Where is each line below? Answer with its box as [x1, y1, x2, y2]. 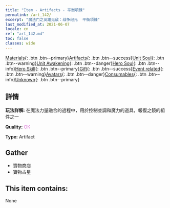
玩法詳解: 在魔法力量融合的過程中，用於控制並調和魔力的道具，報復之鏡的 [5, 107, 161, 113]
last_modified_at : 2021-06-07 [5, 21, 70, 27]
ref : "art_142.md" [5, 31, 45, 36]
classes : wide [5, 41, 36, 46]
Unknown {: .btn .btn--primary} [15, 76, 80, 82]
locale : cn [5, 27, 29, 32]
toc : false [5, 36, 29, 41]
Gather [5, 148, 28, 157]
